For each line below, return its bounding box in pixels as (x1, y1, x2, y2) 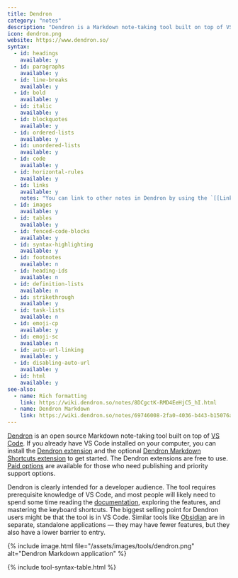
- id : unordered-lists (13, 142, 81, 149)
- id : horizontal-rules (13, 168, 84, 176)
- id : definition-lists (13, 280, 84, 288)
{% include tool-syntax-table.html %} (7, 563, 117, 571)
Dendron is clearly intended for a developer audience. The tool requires (7, 483, 216, 491)
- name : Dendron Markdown (13, 405, 91, 413)
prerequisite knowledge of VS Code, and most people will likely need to (7, 490, 216, 499)
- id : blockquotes (13, 115, 69, 123)
